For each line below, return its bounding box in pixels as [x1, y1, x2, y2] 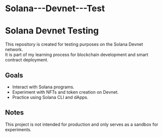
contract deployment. [5, 57, 48, 63]
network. [5, 47, 23, 53]
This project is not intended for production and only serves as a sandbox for [5, 121, 159, 127]
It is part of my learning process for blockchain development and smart [5, 52, 148, 58]
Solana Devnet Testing [5, 25, 99, 37]
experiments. [5, 126, 32, 132]
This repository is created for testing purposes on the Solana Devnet [5, 41, 143, 47]
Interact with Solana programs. [12, 84, 74, 90]
